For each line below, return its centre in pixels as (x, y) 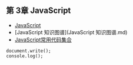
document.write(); (29, 51)
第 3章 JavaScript (39, 11)
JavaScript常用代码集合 (43, 40)
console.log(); (25, 56)
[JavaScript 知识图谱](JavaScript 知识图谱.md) (71, 32)
